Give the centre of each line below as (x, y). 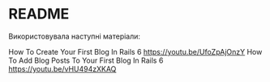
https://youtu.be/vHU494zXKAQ (62, 68)
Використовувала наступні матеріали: (74, 36)
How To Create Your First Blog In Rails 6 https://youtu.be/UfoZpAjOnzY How (135, 51)
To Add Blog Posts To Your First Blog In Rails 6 (86, 60)
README (39, 14)
